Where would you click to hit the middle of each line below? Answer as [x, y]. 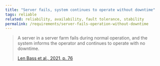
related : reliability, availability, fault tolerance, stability [74, 19]
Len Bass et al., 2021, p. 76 [45, 58]
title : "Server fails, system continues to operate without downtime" [80, 10]
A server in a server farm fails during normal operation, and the [82, 38]
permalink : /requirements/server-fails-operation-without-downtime [77, 24]
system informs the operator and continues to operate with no [81, 43]
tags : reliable [21, 14]
